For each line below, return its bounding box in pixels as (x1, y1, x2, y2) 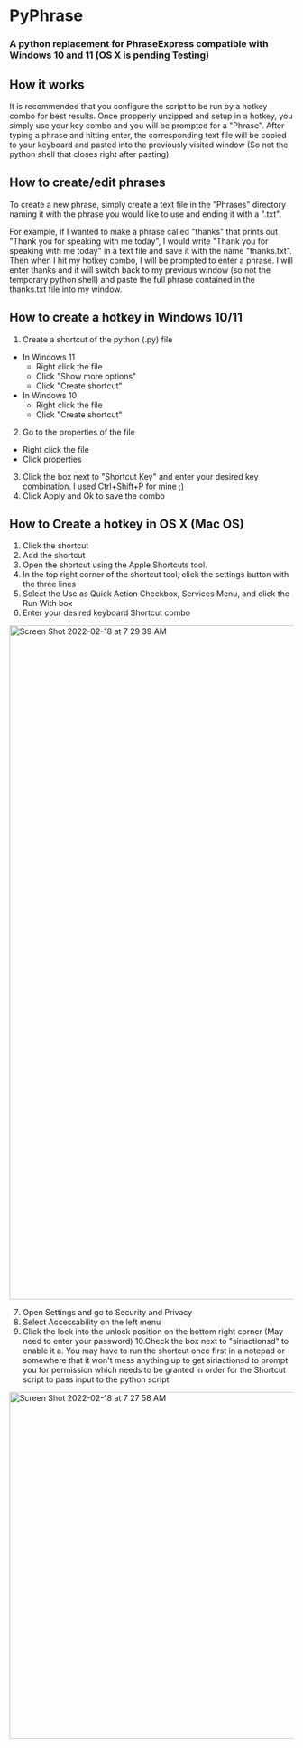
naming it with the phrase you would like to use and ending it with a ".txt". (9, 209, 282, 220)
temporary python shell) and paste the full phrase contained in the (9, 274, 255, 285)
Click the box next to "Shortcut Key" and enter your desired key (22, 471, 259, 481)
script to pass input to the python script (22, 1374, 170, 1385)
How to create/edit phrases (9, 175, 166, 191)
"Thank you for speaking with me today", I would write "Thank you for (9, 236, 269, 247)
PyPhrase (9, 5, 84, 26)
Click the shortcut (22, 540, 89, 551)
